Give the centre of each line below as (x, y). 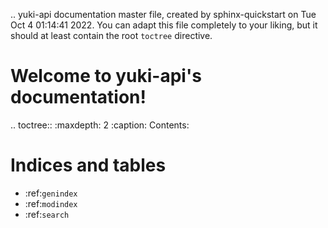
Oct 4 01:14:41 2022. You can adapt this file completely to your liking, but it (164, 25)
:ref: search (47, 214)
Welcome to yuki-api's (106, 76)
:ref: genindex (51, 193)
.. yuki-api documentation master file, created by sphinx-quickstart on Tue (163, 14)
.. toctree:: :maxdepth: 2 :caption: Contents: (100, 125)
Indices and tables (88, 165)
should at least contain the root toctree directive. (111, 35)
